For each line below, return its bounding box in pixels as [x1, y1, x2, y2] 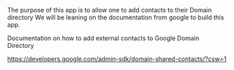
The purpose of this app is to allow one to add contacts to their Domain [7, 6, 212, 14]
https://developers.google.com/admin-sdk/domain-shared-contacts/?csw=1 [7, 55, 227, 63]
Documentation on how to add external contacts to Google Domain [7, 34, 200, 42]
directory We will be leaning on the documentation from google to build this [7, 13, 225, 21]
